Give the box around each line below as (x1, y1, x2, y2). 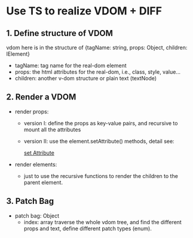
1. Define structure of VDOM (6, 28, 114, 38)
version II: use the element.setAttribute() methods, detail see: (23, 137, 174, 144)
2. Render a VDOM (6, 92, 76, 103)
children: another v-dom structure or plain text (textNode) (14, 75, 157, 82)
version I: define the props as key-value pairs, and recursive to (23, 119, 178, 126)
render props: (14, 108, 49, 115)
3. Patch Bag (6, 196, 54, 206)
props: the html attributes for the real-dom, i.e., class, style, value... (14, 68, 181, 76)
